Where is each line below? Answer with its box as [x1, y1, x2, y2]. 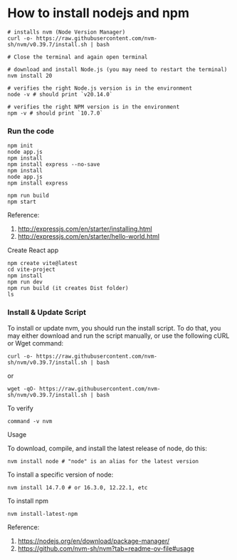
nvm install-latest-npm [7, 510, 78, 517]
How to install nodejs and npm [7, 5, 190, 21]
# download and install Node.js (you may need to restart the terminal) [7, 66, 228, 73]
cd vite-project [7, 266, 56, 274]
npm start [7, 198, 37, 206]
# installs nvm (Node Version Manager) [7, 28, 126, 36]
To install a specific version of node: [7, 470, 114, 479]
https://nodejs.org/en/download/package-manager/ [17, 536, 170, 545]
